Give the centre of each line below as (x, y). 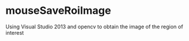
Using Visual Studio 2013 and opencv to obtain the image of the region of (94, 27)
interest (15, 32)
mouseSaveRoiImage (58, 11)
